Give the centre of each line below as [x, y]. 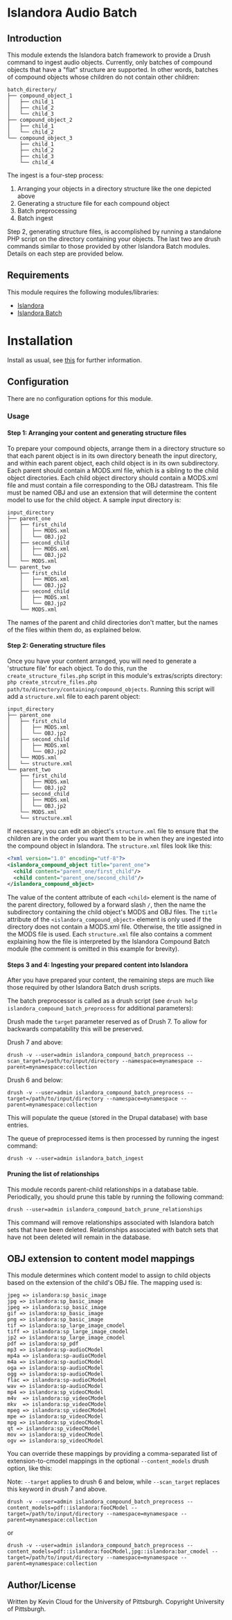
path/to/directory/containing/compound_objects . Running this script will [111, 689]
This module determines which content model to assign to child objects [109, 1275]
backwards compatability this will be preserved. [75, 1029]
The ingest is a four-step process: [55, 175]
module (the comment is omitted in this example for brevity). [93, 949]
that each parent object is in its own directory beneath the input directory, [112, 456]
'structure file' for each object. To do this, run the [77, 668]
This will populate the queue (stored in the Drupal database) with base [107, 1118]
